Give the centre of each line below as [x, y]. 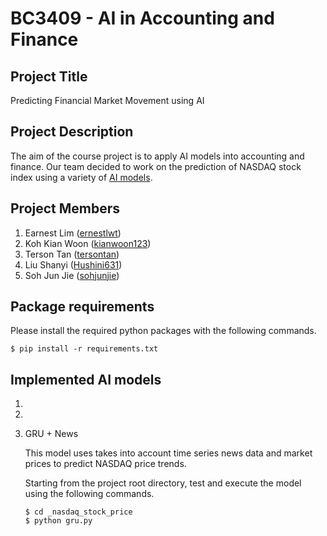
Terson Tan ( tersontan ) [72, 254]
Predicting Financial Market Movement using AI [107, 100]
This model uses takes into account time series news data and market [168, 453]
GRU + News [51, 434]
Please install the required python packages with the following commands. [163, 331]
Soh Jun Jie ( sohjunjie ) [72, 275]
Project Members [65, 208]
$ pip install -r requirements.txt [84, 349]
